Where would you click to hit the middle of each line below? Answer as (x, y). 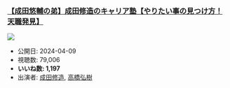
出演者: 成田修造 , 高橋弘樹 (55, 78)
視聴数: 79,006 (39, 60)
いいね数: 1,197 (39, 68)
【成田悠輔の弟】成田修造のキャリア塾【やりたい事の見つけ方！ (115, 10)
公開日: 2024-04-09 (47, 51)
